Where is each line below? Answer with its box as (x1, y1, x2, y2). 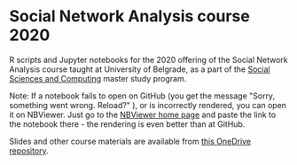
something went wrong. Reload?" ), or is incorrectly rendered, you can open (9, 99, 286, 110)
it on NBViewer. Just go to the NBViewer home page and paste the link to (9, 109, 277, 120)
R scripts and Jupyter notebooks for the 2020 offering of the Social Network (9, 54, 288, 65)
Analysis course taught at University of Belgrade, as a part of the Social (9, 64, 270, 75)
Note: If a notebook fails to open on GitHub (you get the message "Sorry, (9, 90, 276, 101)
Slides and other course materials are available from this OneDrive (9, 136, 251, 146)
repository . (9, 145, 49, 156)
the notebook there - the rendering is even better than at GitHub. (9, 118, 246, 130)
